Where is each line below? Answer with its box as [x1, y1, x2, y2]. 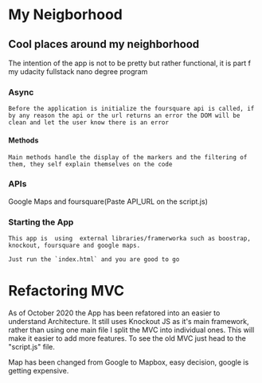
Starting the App [8, 217, 74, 228]
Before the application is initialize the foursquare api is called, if [8, 105, 255, 113]
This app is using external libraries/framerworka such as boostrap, [8, 235, 251, 243]
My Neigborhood [8, 6, 123, 24]
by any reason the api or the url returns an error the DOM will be [8, 111, 240, 120]
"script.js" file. [8, 342, 56, 352]
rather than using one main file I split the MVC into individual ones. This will [8, 325, 255, 335]
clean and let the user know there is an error [8, 119, 170, 127]
